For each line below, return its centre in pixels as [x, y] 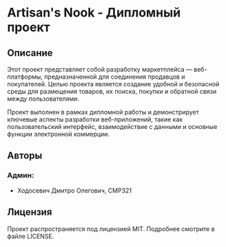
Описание [30, 53]
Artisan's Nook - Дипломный [94, 13]
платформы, [25, 77]
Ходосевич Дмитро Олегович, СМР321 [74, 190]
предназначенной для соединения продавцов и [115, 77]
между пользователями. [43, 99]
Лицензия [30, 212]
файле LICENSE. [31, 236]
